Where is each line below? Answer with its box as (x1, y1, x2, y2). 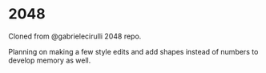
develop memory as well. (8, 55, 91, 65)
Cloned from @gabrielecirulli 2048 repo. (8, 31, 142, 41)
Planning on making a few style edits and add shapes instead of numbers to (8, 47, 259, 56)
